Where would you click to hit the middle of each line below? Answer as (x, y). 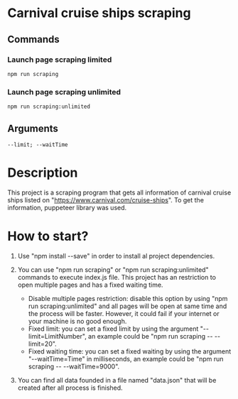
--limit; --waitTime (38, 144)
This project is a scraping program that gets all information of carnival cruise (119, 192)
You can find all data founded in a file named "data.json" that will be (117, 380)
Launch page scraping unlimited (64, 92)
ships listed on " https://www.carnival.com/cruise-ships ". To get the (106, 199)
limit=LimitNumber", (57, 336)
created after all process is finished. (70, 388)
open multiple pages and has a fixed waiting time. (90, 285)
